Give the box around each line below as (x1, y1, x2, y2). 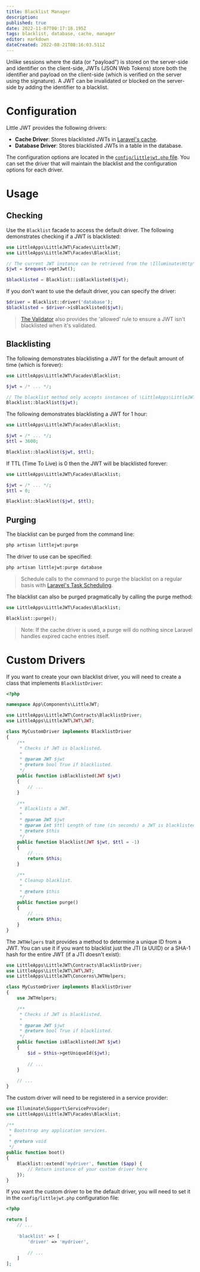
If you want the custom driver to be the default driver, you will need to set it (6, 1188, 190, 1195)
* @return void (8, 1139, 46, 1145)
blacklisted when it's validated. (20, 322, 97, 329)
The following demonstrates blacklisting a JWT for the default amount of (6, 355, 185, 362)
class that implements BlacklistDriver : (6, 679, 103, 687)
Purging (6, 515, 37, 525)
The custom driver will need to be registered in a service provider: (6, 1094, 168, 1101)
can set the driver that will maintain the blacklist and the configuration (6, 160, 177, 167)
